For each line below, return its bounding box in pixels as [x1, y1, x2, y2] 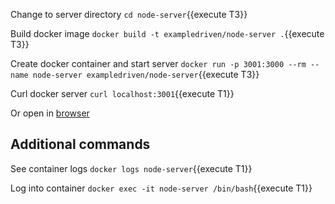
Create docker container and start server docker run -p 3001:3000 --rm [10, 58, 307, 69]
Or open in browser [10, 107, 90, 119]
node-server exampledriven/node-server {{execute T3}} [32, 69, 260, 80]
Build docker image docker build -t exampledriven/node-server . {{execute [10, 28, 325, 39]
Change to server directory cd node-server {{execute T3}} [10, 9, 248, 20]
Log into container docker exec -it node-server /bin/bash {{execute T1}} [10, 182, 313, 194]
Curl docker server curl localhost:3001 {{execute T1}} [10, 88, 235, 99]
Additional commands [10, 136, 151, 153]
